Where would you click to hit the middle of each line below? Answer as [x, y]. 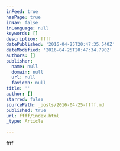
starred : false [25, 99]
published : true [26, 110]
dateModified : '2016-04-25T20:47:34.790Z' [59, 50]
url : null [23, 77]
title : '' [18, 88]
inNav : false [22, 22]
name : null [25, 66]
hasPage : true [24, 17]
